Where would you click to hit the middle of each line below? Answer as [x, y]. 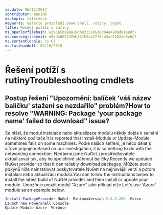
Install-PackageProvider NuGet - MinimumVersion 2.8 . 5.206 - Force [73, 199]
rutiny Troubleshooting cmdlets [70, 80]
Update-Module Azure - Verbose [36, 208]
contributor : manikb [26, 14]
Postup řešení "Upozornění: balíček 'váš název [78, 98]
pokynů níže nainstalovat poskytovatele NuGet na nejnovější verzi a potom [80, 169]
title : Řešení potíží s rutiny [37, 28]
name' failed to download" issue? [57, 121]
